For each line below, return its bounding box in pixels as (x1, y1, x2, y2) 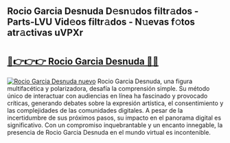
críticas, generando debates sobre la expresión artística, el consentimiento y (7, 99, 224, 107)
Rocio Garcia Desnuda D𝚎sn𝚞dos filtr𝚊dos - (7, 5, 199, 17)
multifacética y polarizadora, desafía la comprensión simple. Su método (7, 85, 210, 92)
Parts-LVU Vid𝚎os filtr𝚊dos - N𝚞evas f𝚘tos (7, 16, 196, 28)
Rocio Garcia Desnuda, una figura (97, 77, 193, 85)
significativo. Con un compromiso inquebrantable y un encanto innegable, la (7, 121, 223, 129)
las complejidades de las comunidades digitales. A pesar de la (7, 107, 183, 114)
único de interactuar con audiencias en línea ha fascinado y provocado (7, 92, 208, 100)
